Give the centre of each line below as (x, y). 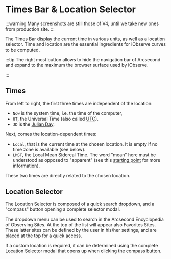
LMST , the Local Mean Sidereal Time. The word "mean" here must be (84, 155)
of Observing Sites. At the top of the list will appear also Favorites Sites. (81, 225)
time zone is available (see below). (49, 149)
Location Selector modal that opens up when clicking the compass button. (83, 251)
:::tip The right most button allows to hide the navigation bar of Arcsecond (83, 59)
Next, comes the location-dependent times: (51, 134)
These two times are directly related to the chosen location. (68, 175)
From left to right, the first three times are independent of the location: (79, 103)
